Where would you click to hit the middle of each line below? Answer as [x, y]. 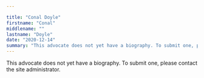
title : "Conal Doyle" [34, 17]
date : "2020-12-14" [31, 40]
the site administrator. [33, 69]
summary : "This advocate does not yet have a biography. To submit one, [100, 46]
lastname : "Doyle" [29, 34]
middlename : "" [25, 29]
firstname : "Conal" [31, 23]
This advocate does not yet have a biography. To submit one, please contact [102, 63]
